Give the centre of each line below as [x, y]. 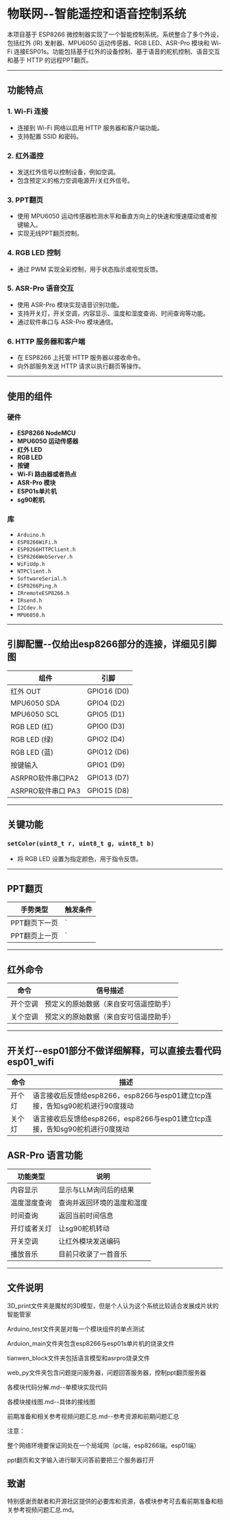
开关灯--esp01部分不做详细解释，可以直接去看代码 [114, 1051]
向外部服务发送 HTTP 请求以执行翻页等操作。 [81, 366]
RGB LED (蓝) [32, 752]
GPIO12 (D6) [108, 751]
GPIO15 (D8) [108, 791]
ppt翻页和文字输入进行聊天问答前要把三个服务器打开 [81, 1460]
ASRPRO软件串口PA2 [44, 777]
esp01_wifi [30, 1062]
